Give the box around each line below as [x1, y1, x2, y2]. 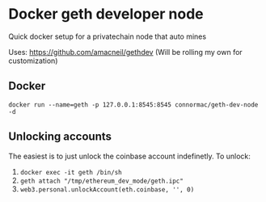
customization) [8, 56, 58, 65]
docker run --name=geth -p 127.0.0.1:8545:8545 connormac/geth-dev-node [8, 100, 259, 109]
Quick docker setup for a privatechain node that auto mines [8, 32, 207, 41]
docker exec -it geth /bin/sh [19, 168, 123, 176]
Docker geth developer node [8, 5, 204, 23]
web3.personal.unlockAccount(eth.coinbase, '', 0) [19, 185, 195, 194]
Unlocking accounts [8, 130, 112, 144]
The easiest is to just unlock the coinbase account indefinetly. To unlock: [8, 151, 251, 161]
